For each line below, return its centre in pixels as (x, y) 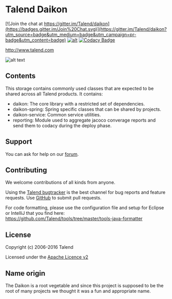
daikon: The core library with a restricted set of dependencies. (79, 104)
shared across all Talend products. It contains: (54, 94)
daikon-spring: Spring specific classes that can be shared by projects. (87, 109)
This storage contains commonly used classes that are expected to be (80, 88)
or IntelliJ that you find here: (35, 213)
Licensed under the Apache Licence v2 (47, 257)
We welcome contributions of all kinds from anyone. (60, 183)
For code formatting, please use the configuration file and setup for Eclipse (85, 208)
